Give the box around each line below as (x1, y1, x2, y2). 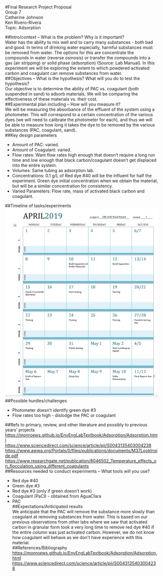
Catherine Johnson (5, 15, 44, 20)
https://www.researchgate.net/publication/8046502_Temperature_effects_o (5, 458, 157, 464)
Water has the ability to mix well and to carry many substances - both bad (5, 39, 153, 45)
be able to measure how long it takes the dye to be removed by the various (5, 122, 155, 128)
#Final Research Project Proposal (5, 4, 72, 10)
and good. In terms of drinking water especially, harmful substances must (5, 45, 153, 50)
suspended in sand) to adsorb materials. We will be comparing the (5, 91, 138, 97)
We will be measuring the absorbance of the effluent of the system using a (5, 106, 155, 112)
